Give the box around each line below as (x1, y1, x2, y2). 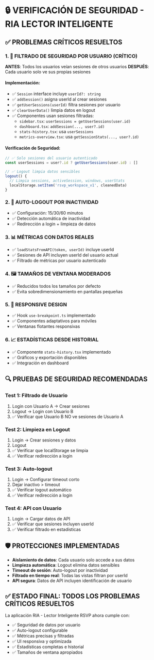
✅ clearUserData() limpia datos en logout (12, 107, 96, 113)
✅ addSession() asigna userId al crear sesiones (12, 97, 107, 102)
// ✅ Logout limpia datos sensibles (5, 169, 80, 174)
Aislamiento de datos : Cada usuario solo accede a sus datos (12, 557, 135, 563)
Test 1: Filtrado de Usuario (5, 392, 68, 399)
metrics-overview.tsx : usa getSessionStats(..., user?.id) (19, 134, 139, 140)
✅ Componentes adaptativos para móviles (12, 318, 97, 323)
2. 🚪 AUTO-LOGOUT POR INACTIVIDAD (5, 199, 99, 206)
